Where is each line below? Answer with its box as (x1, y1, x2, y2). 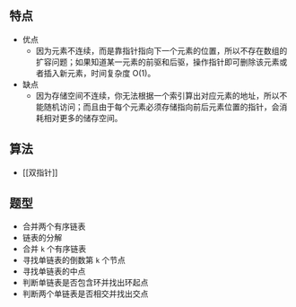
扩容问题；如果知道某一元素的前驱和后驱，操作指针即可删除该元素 (35, 57, 280, 67)
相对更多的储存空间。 (43, 112, 123, 123)
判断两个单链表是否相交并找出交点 (22, 288, 149, 299)
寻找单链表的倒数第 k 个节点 (22, 255, 126, 266)
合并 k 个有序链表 (22, 243, 87, 254)
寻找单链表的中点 (22, 266, 86, 276)
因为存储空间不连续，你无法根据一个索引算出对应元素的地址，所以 (35, 90, 280, 101)
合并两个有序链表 (22, 221, 86, 232)
